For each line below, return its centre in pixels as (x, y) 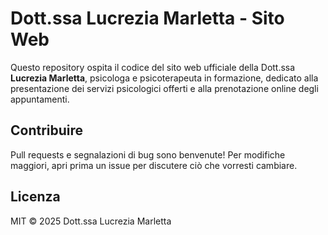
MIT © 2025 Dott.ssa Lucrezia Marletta (91, 221)
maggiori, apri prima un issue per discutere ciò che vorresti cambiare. (154, 165)
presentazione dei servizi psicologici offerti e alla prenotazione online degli (164, 88)
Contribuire (47, 130)
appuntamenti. (40, 99)
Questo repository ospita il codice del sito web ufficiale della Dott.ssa (153, 67)
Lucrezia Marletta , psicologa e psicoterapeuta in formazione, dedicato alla (164, 78)
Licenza (35, 197)
